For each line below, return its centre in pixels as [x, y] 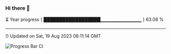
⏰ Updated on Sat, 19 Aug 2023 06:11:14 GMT [53, 36]
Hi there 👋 [18, 8]
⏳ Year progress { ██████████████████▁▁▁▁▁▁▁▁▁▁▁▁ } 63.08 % [84, 19]
